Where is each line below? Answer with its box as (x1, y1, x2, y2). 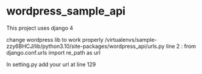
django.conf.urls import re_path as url (6, 49, 101, 56)
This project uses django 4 (6, 24, 74, 32)
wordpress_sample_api (6, 4, 126, 18)
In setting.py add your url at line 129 (6, 61, 96, 68)
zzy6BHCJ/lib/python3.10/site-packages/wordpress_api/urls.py (6, 42, 165, 50)
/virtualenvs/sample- (105, 36, 157, 43)
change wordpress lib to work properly (6, 36, 104, 43)
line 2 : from (165, 42, 197, 50)
